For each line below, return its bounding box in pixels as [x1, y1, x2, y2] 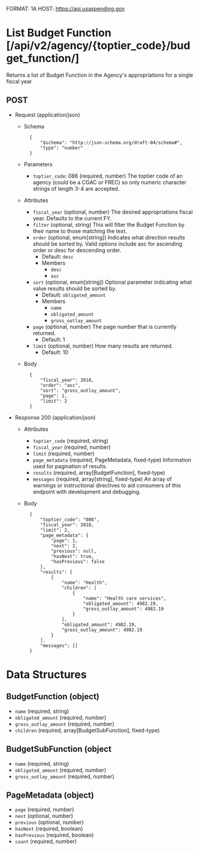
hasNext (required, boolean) [14, 825, 83, 832]
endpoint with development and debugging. [32, 488, 141, 495]
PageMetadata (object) [6, 790, 94, 800]
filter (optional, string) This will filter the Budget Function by [32, 221, 185, 228]
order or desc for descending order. [32, 246, 122, 254]
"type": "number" [40, 145, 84, 151]
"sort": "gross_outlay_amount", [40, 387, 121, 394]
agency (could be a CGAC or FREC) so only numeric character [32, 178, 187, 185]
